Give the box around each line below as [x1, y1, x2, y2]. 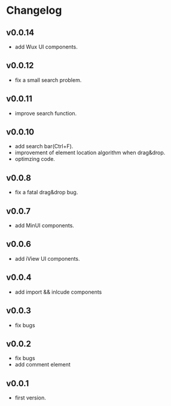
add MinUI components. [14, 222, 75, 229]
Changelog [6, 4, 62, 17]
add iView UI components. [14, 255, 80, 262]
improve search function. [14, 109, 77, 117]
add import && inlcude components [14, 288, 102, 295]
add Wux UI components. [14, 43, 78, 50]
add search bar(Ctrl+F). [14, 143, 74, 150]
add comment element [14, 361, 71, 368]
